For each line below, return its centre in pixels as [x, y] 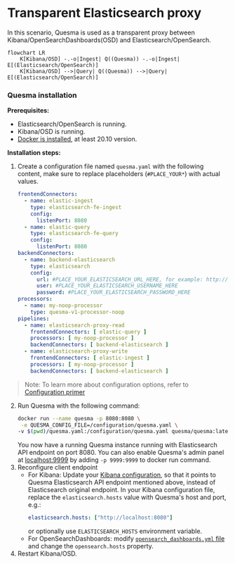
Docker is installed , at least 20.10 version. [77, 139]
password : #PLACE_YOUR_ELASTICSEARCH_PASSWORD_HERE [113, 293]
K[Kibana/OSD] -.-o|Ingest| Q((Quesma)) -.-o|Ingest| [100, 59]
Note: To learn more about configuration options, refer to [107, 384]
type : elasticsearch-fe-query [74, 234]
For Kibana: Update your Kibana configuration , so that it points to [122, 475]
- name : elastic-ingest [59, 201]
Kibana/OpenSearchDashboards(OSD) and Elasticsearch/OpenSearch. [109, 39]
